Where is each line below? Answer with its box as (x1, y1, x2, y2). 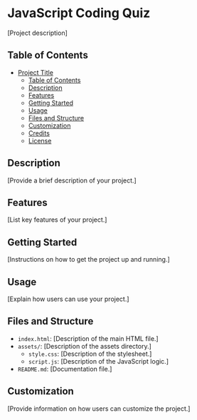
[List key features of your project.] (7, 215, 107, 224)
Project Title (17, 68, 53, 76)
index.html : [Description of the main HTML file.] (17, 334, 159, 343)
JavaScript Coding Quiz (7, 5, 151, 21)
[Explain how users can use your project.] (7, 294, 129, 303)
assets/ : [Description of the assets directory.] (17, 342, 151, 350)
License (28, 136, 52, 145)
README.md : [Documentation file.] (17, 364, 112, 373)
